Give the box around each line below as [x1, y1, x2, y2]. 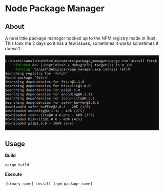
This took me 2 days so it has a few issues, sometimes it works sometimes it [5, 40, 159, 46]
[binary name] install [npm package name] [5, 181, 93, 187]
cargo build [5, 163, 29, 168]
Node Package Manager [5, 3, 105, 14]
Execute [5, 172, 22, 177]
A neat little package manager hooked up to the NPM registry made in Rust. [5, 35, 157, 41]
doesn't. [5, 46, 22, 51]
